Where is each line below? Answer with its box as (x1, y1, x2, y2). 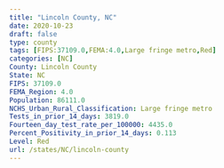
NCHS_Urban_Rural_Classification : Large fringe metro (9, 104, 213, 113)
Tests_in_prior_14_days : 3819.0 (9, 112, 129, 121)
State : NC (9, 71, 46, 80)
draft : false (9, 29, 58, 38)
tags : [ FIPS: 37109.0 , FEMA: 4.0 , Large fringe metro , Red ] (9, 46, 217, 55)
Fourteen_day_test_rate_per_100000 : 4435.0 (9, 121, 173, 130)
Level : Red (9, 137, 50, 146)
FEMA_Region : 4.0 (9, 87, 74, 96)
